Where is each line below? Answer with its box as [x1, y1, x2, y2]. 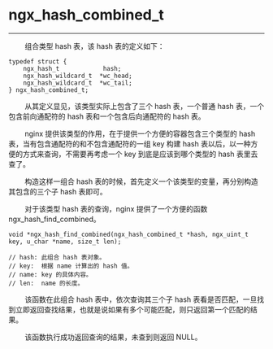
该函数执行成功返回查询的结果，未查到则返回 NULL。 [24, 332, 202, 342]
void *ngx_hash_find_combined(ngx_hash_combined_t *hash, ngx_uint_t [8, 230, 249, 238]
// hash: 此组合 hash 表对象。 [8, 253, 106, 261]
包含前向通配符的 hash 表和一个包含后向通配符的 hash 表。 [8, 111, 206, 121]
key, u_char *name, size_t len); [8, 238, 122, 246]
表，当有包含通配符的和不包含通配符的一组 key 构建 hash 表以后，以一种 [8, 138, 251, 148]
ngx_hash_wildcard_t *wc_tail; [23, 79, 132, 87]
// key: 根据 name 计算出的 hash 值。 [8, 262, 134, 270]
